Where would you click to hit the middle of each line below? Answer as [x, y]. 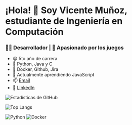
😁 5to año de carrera [35, 59]
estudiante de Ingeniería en [64, 21]
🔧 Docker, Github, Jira [35, 69]
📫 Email [21, 80]
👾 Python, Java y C [32, 64]
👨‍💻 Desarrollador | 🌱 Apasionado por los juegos [64, 48]
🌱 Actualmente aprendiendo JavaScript [53, 75]
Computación [34, 32]
